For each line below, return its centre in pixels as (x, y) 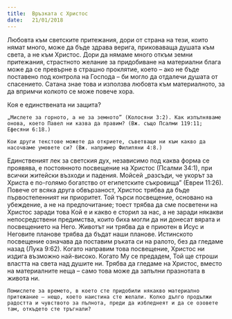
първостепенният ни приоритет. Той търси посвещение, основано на (110, 197)
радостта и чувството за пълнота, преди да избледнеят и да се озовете (113, 303)
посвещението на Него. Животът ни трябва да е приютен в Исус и (106, 226)
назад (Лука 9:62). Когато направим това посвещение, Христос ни (106, 248)
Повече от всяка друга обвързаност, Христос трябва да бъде (99, 190)
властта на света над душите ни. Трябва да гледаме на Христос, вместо (115, 263)
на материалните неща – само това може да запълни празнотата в (106, 271)
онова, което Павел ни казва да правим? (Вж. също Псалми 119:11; (105, 123)
